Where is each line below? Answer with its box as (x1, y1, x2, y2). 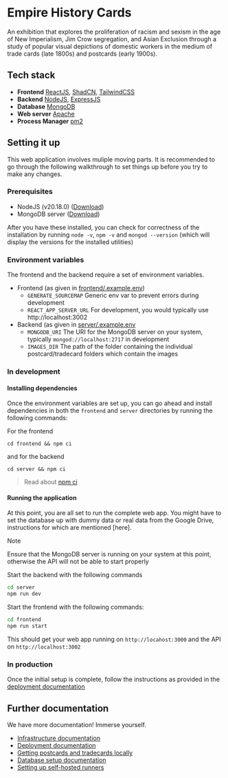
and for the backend (7, 453, 65, 461)
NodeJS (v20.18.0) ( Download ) (16, 202, 104, 210)
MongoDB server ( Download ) (16, 210, 100, 218)
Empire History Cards (7, 5, 132, 21)
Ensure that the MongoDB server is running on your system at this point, (7, 550, 212, 559)
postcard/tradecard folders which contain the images (27, 349, 179, 358)
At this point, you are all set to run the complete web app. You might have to (7, 509, 222, 517)
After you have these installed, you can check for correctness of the (7, 223, 200, 231)
